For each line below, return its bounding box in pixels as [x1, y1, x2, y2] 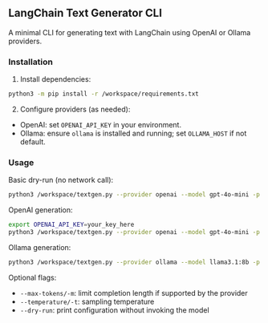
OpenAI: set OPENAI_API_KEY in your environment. [19, 119, 182, 129]
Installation [8, 56, 54, 67]
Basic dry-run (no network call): [8, 176, 114, 185]
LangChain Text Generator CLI [8, 6, 163, 20]
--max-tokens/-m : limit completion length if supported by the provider [19, 288, 249, 297]
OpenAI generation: [8, 205, 74, 215]
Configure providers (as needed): [19, 104, 131, 114]
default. [19, 136, 46, 147]
